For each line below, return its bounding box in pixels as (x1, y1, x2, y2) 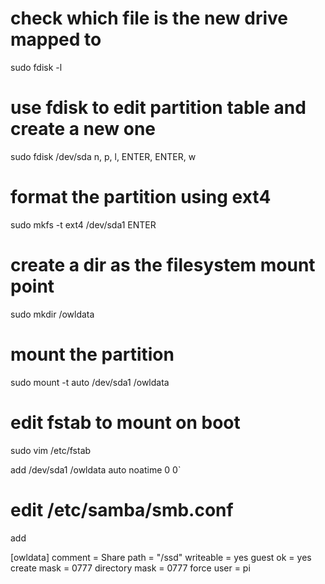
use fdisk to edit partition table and (10, 97, 307, 119)
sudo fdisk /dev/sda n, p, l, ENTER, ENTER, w (10, 150, 197, 162)
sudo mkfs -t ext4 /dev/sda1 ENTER (10, 218, 157, 231)
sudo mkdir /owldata (10, 308, 95, 320)
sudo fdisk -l (10, 61, 63, 73)
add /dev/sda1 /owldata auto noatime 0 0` (10, 463, 182, 476)
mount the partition (10, 343, 175, 366)
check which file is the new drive (10, 7, 289, 30)
